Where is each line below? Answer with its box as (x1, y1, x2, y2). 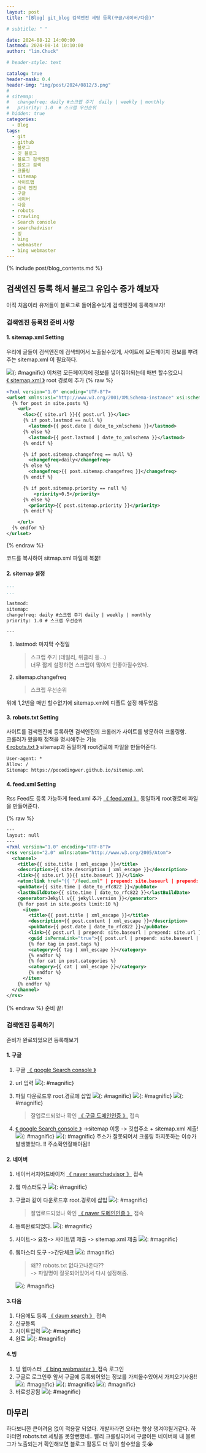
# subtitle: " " (6, 26, 48, 32)
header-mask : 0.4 (6, 76, 51, 82)
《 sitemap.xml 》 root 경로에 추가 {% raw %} (6, 376, 113, 384)
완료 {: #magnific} (15, 1335, 66, 1342)
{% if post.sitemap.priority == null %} (22, 485, 128, 492)
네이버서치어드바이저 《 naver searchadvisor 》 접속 (15, 1170, 143, 1178)
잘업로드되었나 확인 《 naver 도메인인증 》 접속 (30, 1210, 144, 1217)
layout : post (6, 9, 40, 15)
